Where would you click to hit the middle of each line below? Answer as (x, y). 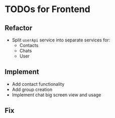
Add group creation (32, 89)
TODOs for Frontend (48, 9)
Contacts (29, 45)
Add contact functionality (38, 84)
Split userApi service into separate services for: (61, 40)
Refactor (19, 28)
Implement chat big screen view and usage (56, 95)
